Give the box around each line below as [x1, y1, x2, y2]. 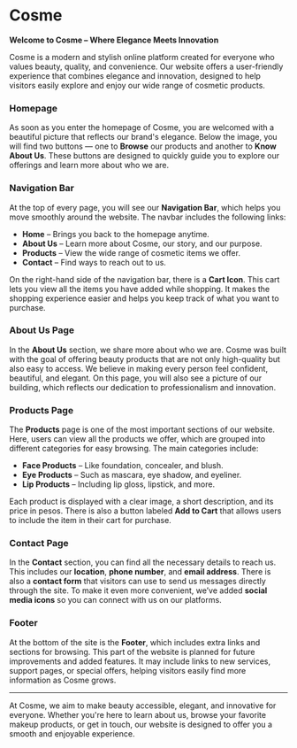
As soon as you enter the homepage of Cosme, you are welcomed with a [9, 122, 275, 133]
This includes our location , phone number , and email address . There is [9, 567, 271, 577]
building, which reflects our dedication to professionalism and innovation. [9, 382, 277, 392]
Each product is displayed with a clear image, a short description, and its [9, 497, 274, 507]
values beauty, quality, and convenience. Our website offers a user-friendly [9, 61, 284, 72]
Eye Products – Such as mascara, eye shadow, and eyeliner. [21, 470, 242, 481]
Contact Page [9, 537, 69, 550]
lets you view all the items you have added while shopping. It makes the [9, 283, 270, 294]
